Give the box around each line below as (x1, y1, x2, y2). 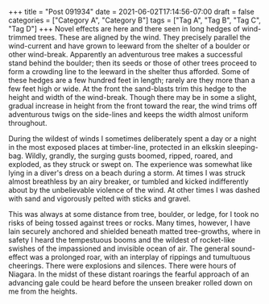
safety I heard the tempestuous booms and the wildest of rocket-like (8, 235, 236, 244)
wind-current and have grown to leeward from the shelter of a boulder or (8, 41, 250, 51)
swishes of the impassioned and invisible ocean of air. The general (8, 244, 230, 253)
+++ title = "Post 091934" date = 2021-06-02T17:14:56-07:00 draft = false (8, 7, 255, 16)
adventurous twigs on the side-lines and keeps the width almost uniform (8, 110, 249, 119)
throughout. (8, 119, 48, 127)
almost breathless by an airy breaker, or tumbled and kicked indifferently (8, 177, 249, 186)
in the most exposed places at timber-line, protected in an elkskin (8, 143, 226, 152)
